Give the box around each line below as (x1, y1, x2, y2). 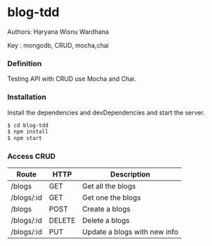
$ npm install (7, 128, 49, 136)
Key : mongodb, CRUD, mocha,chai (7, 41, 110, 49)
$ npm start (7, 135, 42, 142)
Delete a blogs (81, 216, 130, 226)
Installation (7, 92, 47, 102)
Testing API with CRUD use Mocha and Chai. (7, 75, 137, 83)
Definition (7, 58, 42, 68)
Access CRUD (7, 152, 56, 162)
